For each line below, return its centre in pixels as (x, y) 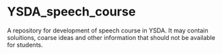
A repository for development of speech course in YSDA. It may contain (108, 30)
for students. (25, 45)
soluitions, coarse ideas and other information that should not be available (111, 37)
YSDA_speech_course (71, 12)
